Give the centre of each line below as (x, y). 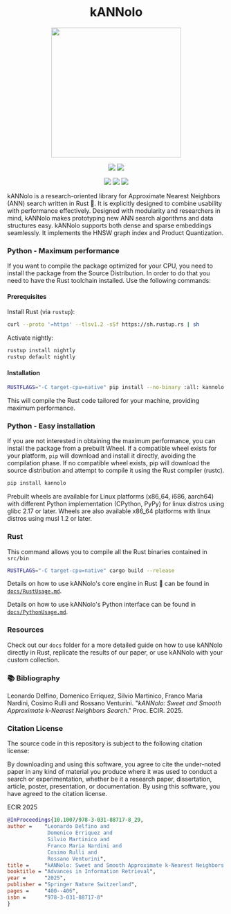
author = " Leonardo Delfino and (58, 827)
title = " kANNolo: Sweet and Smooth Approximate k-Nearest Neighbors (116, 865)
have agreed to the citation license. (57, 794)
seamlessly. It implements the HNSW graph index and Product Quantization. (115, 232)
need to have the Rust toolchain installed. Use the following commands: (109, 281)
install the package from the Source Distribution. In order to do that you (109, 273)
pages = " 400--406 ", (43, 891)
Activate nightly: (30, 338)
